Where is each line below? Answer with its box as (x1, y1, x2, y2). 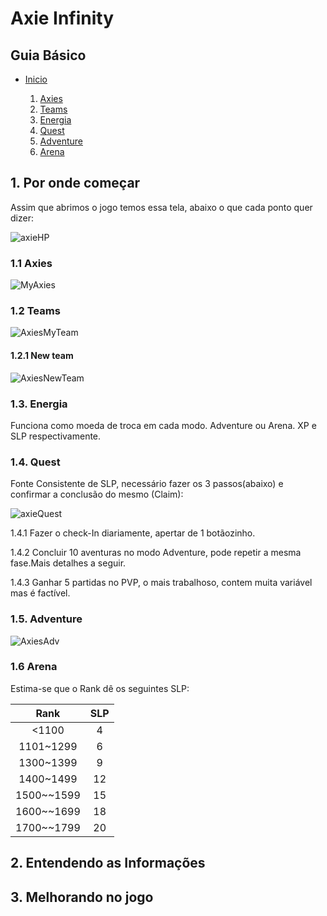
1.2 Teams (10, 304, 61, 318)
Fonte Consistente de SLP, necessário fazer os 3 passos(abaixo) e (10, 478, 284, 490)
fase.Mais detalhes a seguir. (10, 557, 127, 569)
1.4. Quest (10, 455, 61, 469)
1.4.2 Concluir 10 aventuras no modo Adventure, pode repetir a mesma (10, 547, 302, 559)
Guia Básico (10, 47, 87, 64)
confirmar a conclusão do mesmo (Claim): (10, 488, 184, 501)
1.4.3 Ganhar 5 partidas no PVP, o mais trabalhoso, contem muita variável (10, 577, 313, 589)
